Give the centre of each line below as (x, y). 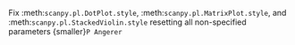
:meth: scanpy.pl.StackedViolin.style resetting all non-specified (127, 22)
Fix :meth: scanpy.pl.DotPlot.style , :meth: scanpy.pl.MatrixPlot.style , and (147, 13)
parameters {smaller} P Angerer (65, 31)
